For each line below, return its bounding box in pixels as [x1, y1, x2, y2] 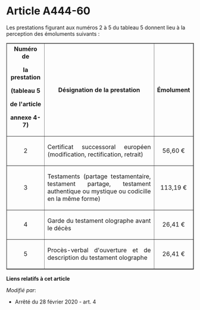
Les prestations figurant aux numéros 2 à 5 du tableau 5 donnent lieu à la [6, 24, 186, 31]
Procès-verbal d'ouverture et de [47, 246, 151, 254]
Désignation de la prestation [58, 85, 140, 94]
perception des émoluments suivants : [6, 30, 100, 37]
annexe [10, 113, 32, 122]
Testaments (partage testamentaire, [47, 172, 151, 180]
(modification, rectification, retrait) [47, 150, 143, 159]
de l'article [10, 100, 42, 108]
